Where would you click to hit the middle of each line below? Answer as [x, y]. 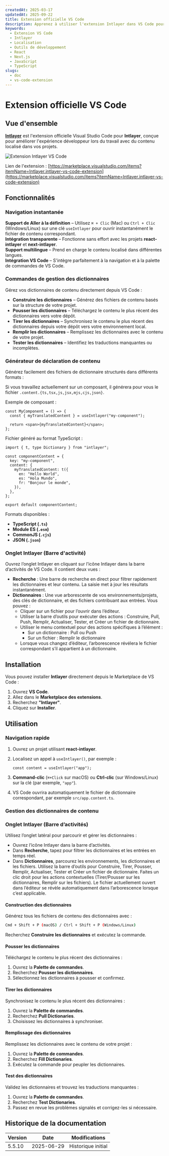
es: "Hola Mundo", [38, 479]
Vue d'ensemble [31, 124]
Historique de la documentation [56, 1124]
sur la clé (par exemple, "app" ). [45, 783]
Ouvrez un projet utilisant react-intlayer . [55, 749]
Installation [23, 665]
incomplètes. [26, 348]
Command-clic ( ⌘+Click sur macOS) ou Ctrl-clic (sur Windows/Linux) [85, 777]
